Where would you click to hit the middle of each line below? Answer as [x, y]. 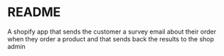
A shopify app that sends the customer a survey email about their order [112, 31]
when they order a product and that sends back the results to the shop [111, 38]
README [34, 12]
